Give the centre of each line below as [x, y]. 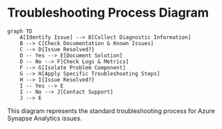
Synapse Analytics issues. [45, 118]
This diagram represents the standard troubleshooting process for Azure [111, 111]
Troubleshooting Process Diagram [108, 13]
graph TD [20, 31]
